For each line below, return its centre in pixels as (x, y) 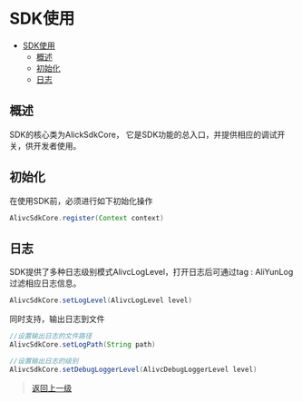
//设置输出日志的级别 (44, 361)
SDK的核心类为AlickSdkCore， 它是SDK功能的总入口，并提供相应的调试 (144, 134)
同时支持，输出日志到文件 (57, 319)
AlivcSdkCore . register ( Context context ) (87, 218)
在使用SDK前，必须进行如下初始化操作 (81, 201)
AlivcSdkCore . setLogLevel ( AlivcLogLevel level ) (101, 300)
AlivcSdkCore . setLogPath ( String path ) (83, 345)
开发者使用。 (57, 145)
